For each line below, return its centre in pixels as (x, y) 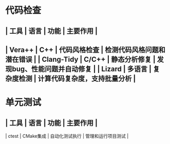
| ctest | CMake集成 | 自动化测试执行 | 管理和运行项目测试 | (67, 136)
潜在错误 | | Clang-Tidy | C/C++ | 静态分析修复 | (80, 59)
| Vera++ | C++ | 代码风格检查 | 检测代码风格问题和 (85, 50)
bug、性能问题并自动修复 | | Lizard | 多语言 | (82, 69)
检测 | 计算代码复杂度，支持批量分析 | (77, 78)
